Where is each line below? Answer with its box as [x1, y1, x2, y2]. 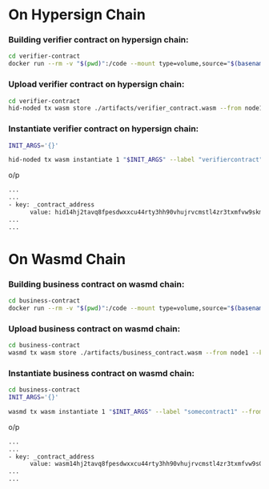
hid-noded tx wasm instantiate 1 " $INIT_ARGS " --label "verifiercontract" [8, 156, 263, 164]
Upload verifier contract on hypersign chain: [8, 78, 185, 90]
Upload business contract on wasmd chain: [8, 323, 181, 334]
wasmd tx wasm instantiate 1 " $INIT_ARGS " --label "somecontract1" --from [8, 407, 263, 415]
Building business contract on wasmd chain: [8, 279, 185, 290]
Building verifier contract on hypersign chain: [8, 34, 190, 46]
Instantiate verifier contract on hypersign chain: [8, 123, 199, 134]
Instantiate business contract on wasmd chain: [8, 367, 195, 379]
